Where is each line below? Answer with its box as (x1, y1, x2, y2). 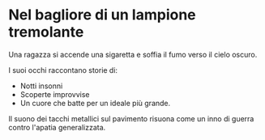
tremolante (8, 23, 84, 41)
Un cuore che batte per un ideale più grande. (19, 98, 171, 108)
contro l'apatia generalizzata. (8, 122, 106, 132)
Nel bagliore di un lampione (8, 6, 196, 24)
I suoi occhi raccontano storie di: (8, 65, 118, 74)
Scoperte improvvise (19, 89, 91, 99)
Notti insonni (19, 81, 63, 91)
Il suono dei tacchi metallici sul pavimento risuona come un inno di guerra (8, 113, 254, 123)
